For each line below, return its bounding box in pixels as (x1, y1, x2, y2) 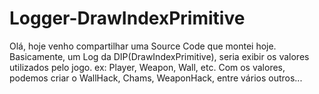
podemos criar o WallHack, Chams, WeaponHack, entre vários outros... (9, 72, 303, 84)
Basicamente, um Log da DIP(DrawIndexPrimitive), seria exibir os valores (9, 50, 310, 62)
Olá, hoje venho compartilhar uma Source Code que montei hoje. (9, 40, 277, 52)
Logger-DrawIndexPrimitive (9, 7, 246, 30)
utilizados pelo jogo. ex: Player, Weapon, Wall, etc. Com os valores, (9, 61, 286, 73)
